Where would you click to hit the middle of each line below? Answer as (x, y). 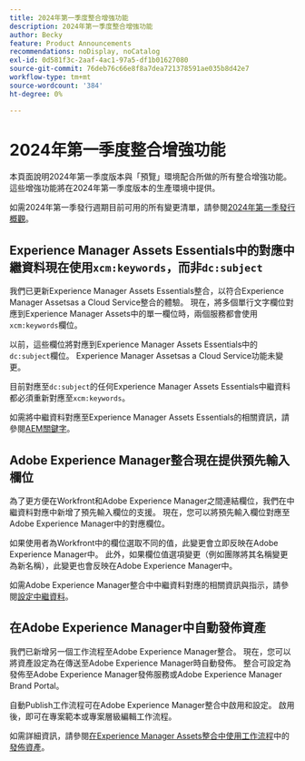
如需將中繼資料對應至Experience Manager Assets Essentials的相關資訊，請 (150, 417)
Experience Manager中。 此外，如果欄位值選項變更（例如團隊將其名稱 (141, 554)
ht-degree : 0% (36, 94)
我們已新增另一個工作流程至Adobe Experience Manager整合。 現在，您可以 (151, 651)
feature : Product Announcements (70, 43)
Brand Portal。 (37, 685)
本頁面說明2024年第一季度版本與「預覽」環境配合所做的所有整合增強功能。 (151, 177)
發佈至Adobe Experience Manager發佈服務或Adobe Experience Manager (146, 674)
